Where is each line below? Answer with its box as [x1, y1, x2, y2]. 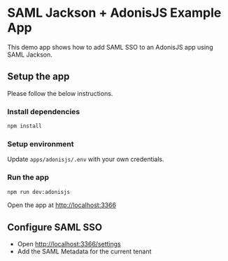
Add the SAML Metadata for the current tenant [17, 247, 152, 256]
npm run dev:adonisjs [7, 188, 71, 195]
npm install [7, 122, 42, 130]
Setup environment [7, 139, 75, 148]
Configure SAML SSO [7, 221, 103, 233]
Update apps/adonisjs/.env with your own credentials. [7, 155, 164, 164]
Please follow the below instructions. [7, 89, 113, 97]
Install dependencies [7, 106, 80, 116]
